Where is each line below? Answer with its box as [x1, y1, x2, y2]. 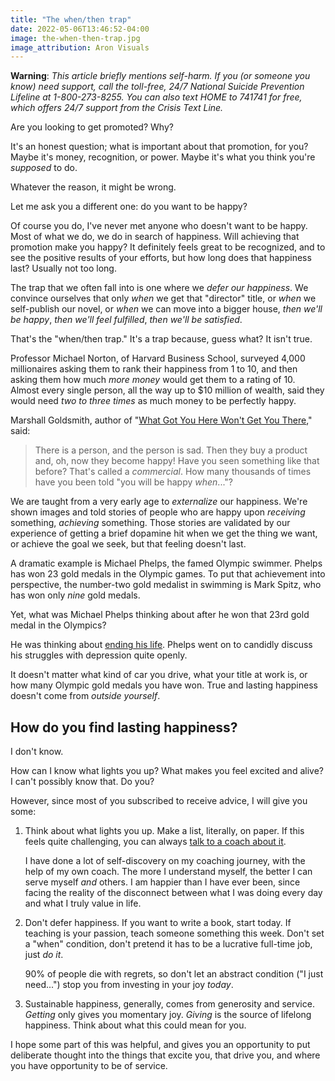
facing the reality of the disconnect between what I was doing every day [24, 887, 323, 899]
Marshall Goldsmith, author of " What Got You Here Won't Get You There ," [10, 414, 313, 426]
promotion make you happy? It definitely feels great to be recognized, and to [10, 241, 326, 253]
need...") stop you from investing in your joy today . [24, 979, 234, 991]
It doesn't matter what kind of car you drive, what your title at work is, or [10, 669, 308, 681]
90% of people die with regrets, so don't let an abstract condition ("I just [24, 968, 324, 980]
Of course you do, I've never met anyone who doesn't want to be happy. [10, 220, 308, 232]
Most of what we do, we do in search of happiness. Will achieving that [10, 231, 300, 243]
